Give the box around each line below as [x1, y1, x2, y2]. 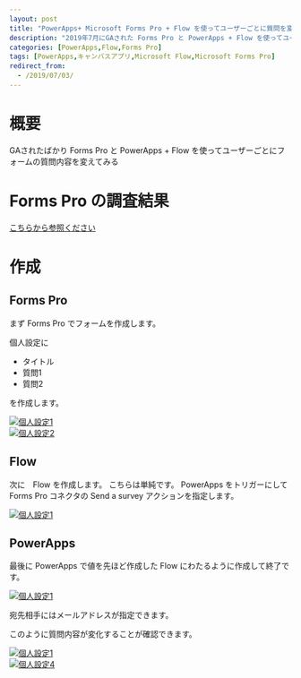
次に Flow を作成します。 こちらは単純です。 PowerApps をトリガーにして [9, 479, 288, 490]
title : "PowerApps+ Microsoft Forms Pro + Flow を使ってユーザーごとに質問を [9, 23, 287, 33]
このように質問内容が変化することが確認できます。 [9, 629, 197, 639]
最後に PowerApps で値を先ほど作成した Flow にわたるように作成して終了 [9, 561, 282, 571]
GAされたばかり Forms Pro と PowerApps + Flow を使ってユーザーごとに [9, 144, 278, 156]
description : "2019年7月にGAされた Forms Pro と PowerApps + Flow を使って [9, 33, 284, 42]
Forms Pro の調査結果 [9, 191, 169, 210]
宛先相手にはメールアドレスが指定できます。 [9, 610, 174, 621]
